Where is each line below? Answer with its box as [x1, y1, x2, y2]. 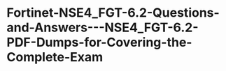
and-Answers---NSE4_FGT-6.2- [6, 19, 199, 35]
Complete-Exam [6, 49, 104, 65]
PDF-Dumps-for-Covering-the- [6, 35, 192, 50]
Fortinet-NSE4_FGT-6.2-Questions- [6, 5, 220, 21]
